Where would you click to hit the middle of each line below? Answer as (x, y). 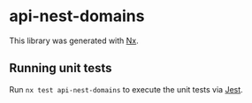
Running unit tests (61, 68)
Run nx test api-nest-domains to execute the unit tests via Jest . (126, 89)
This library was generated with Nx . (74, 40)
